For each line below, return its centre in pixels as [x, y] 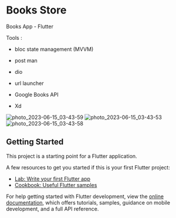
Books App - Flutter [30, 26]
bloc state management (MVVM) [54, 49]
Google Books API [36, 94]
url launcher [29, 83]
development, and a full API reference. [53, 209]
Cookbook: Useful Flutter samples [56, 185]
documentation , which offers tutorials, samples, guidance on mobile [88, 202]
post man [26, 60]
